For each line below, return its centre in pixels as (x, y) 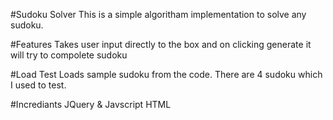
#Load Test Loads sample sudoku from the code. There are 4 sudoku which (166, 74)
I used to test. (38, 85)
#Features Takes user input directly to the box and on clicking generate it (161, 44)
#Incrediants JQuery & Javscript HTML (91, 104)
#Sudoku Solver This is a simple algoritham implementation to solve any (158, 14)
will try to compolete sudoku (69, 55)
